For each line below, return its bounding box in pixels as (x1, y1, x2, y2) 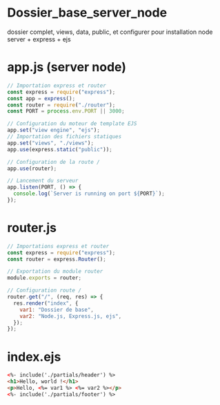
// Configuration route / (7, 287, 81, 294)
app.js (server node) (7, 59, 126, 75)
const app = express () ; (7, 95, 76, 102)
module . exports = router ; (7, 274, 81, 281)
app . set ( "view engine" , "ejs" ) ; (7, 126, 100, 134)
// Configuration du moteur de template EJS (7, 120, 137, 127)
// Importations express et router (7, 243, 110, 249)
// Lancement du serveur (7, 178, 79, 185)
